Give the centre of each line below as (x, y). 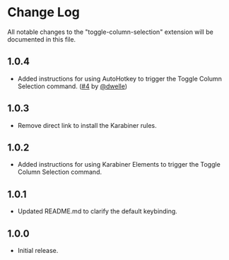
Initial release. (38, 250)
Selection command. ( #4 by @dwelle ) (72, 86)
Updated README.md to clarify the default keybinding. (98, 211)
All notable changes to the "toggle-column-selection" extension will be (110, 32)
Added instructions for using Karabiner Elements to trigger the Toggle (119, 165)
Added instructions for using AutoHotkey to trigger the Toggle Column (120, 78)
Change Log (43, 12)
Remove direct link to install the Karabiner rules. (87, 125)
